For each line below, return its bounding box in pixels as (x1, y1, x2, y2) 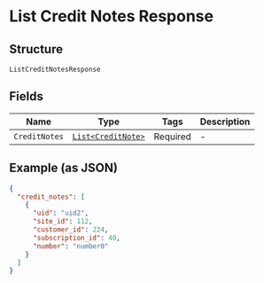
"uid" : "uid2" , (32, 208, 89, 218)
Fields (9, 89, 44, 104)
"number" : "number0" (32, 241, 109, 250)
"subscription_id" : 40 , (32, 233, 121, 242)
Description (199, 115, 251, 128)
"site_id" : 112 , (32, 217, 93, 226)
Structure (9, 42, 64, 57)
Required (153, 130, 192, 143)
